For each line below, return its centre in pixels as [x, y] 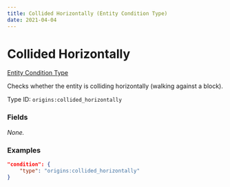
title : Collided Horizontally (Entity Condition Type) [87, 13]
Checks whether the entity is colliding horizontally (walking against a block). [115, 86]
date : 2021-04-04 [32, 20]
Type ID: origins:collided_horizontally [65, 100]
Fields [18, 118]
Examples [24, 150]
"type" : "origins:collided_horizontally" [80, 170]
